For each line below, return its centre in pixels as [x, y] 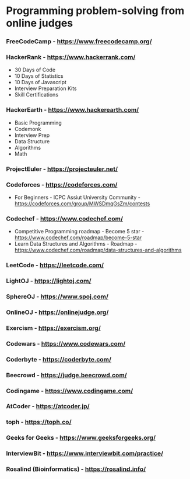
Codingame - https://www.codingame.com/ [70, 391]
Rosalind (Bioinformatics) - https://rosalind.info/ [76, 469]
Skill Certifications [36, 95]
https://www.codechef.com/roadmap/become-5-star [78, 237]
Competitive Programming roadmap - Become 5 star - [79, 232]
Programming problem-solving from [95, 11]
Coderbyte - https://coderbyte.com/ [59, 359]
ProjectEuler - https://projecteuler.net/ [62, 169]
